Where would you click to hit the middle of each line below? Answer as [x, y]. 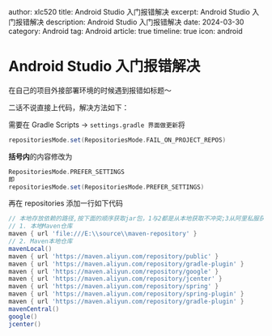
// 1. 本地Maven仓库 [40, 226]
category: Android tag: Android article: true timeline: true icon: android [125, 31]
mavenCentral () [34, 309]
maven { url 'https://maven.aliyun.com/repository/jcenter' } [115, 279]
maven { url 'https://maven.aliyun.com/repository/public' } [114, 256]
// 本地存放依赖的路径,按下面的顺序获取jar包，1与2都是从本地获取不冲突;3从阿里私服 [134, 219]
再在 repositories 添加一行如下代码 [66, 203]
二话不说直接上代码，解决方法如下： [69, 107]
